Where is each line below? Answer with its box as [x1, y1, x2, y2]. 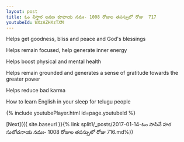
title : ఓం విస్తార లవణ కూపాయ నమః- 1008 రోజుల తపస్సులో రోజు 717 [6, 14, 157, 20]
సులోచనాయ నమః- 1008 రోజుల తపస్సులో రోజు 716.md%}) [6, 129, 133, 136]
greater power [6, 75, 40, 82]
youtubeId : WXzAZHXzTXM [6, 19, 64, 25]
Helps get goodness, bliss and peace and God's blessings [6, 36, 146, 43]
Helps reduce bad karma [6, 87, 66, 94]
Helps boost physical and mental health [6, 58, 101, 65]
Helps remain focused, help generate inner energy [6, 47, 127, 54]
